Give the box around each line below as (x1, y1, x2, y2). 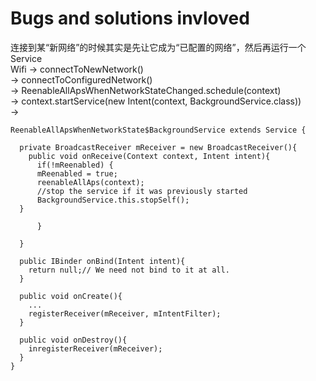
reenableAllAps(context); (36, 177, 145, 187)
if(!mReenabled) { (36, 160, 114, 170)
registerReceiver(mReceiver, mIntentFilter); (28, 308, 222, 319)
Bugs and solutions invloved (10, 7, 250, 30)
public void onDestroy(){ (19, 335, 128, 345)
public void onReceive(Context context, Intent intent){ (28, 151, 271, 161)
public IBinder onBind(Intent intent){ (19, 256, 186, 266)
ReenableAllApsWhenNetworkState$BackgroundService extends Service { (10, 125, 307, 135)
